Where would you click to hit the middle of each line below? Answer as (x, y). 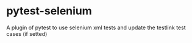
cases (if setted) (27, 33)
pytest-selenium (49, 11)
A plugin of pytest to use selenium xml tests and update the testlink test (96, 27)
